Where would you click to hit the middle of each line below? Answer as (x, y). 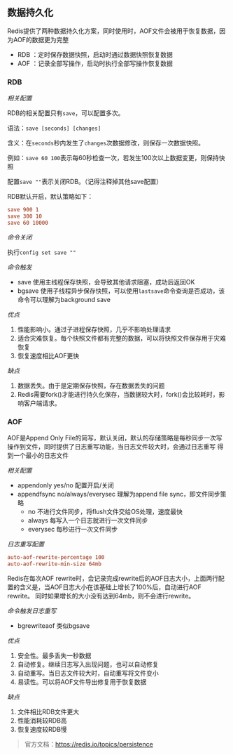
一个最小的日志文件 (41, 456)
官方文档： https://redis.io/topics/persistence (89, 744)
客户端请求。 (42, 403)
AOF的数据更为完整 (41, 39)
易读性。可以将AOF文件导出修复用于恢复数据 (82, 682)
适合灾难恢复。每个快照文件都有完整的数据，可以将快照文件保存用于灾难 (121, 338)
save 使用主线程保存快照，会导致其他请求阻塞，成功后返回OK (106, 282)
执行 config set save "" (42, 252)
